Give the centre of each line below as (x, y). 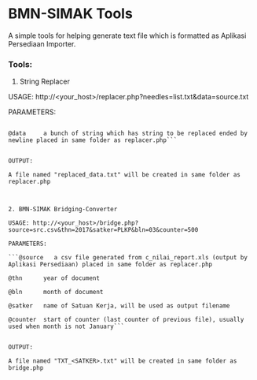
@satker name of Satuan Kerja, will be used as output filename (119, 306)
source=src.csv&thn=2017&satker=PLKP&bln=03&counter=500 (103, 230)
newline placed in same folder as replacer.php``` (93, 140)
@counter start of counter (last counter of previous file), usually (126, 320)
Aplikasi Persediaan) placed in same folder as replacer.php (110, 265)
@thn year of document (54, 278)
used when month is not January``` (66, 327)
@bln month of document (56, 292)
